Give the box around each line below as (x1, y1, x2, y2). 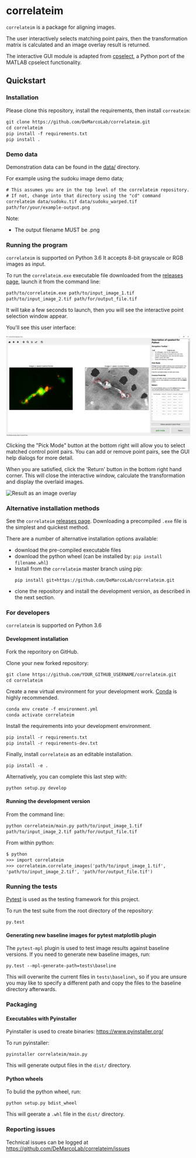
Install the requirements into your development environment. (6, 723, 152, 730)
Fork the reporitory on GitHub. (6, 648, 79, 656)
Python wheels (6, 1075, 44, 1082)
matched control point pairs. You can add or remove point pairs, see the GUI (6, 448, 190, 455)
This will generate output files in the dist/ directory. (6, 1062, 132, 1069)
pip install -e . (6, 763, 49, 769)
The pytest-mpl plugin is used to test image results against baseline (6, 945, 170, 952)
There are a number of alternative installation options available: (6, 535, 158, 542)
